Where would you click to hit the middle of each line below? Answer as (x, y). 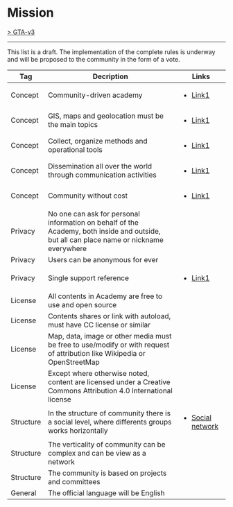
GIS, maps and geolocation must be (106, 116)
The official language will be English (106, 492)
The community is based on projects (107, 473)
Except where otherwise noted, (98, 373)
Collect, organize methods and (97, 141)
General (24, 492)
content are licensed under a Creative (109, 381)
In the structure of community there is (109, 413)
